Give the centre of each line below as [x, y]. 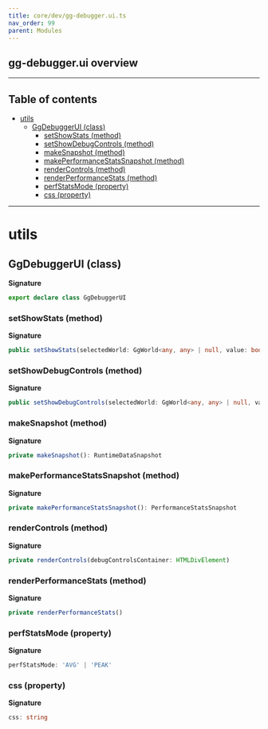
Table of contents [53, 99]
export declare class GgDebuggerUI [67, 298]
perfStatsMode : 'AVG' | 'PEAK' [60, 665]
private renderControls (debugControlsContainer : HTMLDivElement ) [119, 560]
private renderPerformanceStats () [66, 613]
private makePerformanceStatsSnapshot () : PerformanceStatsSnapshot [123, 508]
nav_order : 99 [32, 23]
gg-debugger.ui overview [73, 63]
